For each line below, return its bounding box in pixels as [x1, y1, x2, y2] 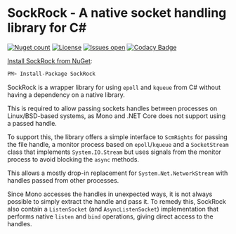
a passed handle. [7, 119, 58, 127]
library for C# [7, 20, 87, 36]
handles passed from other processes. [7, 176, 119, 184]
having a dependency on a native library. [7, 90, 125, 99]
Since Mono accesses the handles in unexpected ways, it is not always [7, 190, 213, 198]
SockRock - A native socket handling [7, 5, 227, 21]
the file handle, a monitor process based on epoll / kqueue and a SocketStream [7, 140, 229, 148]
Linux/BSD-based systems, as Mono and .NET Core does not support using [7, 111, 226, 120]
